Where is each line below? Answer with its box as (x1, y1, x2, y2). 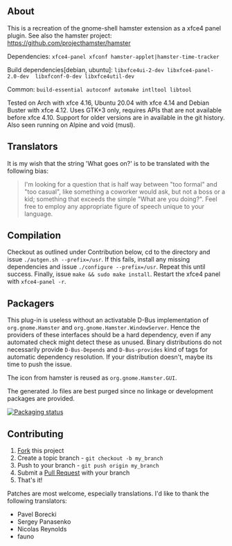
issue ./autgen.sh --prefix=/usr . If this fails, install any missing (7, 255, 190, 264)
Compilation (7, 230, 61, 241)
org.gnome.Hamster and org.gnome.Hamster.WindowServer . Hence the (7, 323, 200, 332)
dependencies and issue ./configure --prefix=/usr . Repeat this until (7, 263, 206, 271)
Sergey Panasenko (17, 518, 71, 526)
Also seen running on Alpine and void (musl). (7, 121, 136, 129)
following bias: (7, 167, 48, 175)
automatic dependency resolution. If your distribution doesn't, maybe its (7, 353, 213, 361)
